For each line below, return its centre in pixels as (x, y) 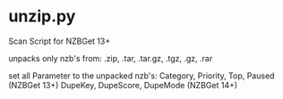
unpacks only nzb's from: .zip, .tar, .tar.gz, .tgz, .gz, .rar (111, 58)
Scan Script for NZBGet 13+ (60, 41)
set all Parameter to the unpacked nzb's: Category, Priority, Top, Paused (141, 75)
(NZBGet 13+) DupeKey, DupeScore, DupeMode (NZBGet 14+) (123, 85)
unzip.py (42, 16)
